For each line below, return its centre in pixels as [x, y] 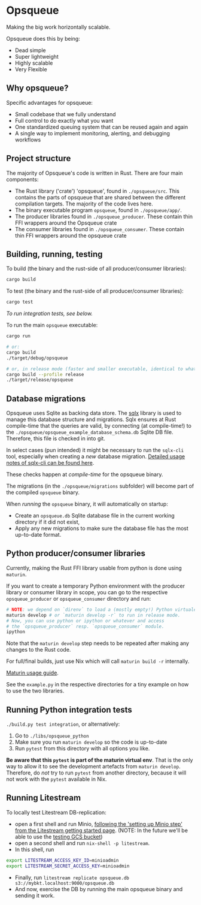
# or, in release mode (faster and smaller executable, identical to [95, 369]
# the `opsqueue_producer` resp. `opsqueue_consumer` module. [85, 626]
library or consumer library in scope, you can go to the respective [87, 592]
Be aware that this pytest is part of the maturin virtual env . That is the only [100, 760]
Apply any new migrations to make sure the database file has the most [101, 528]
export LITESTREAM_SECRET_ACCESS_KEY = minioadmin [68, 866]
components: [22, 179]
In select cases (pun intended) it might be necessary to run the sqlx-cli [95, 450]
